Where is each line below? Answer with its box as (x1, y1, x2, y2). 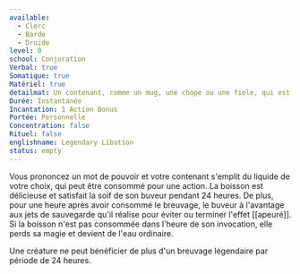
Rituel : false (9, 130, 63, 139)
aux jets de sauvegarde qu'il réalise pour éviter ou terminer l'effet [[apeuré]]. (9, 209, 292, 219)
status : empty (9, 146, 63, 155)
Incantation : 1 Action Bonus (9, 105, 118, 114)
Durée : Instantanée (9, 96, 82, 106)
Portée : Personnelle (9, 113, 87, 122)
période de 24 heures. (9, 254, 91, 265)
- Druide (17, 38, 50, 47)
